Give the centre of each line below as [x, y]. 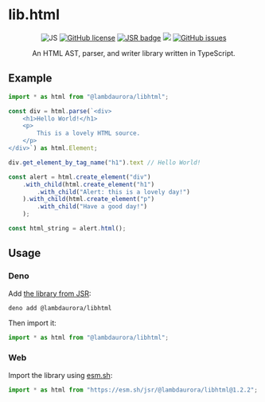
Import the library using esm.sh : [60, 375]
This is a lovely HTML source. [89, 133]
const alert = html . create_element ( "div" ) [80, 177]
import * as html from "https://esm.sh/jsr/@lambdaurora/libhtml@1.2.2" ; [133, 390]
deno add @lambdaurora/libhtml [60, 308]
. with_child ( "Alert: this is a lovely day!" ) [114, 192]
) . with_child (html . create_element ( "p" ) [89, 199]
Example [30, 79]
